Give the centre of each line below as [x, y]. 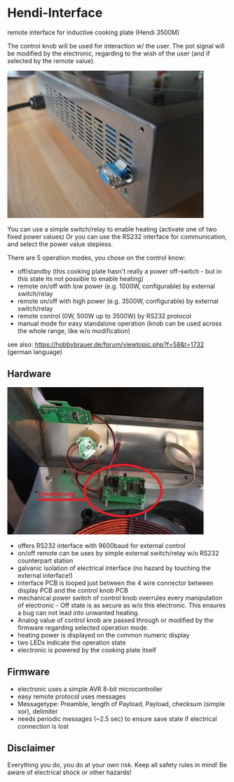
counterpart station [45, 560]
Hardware [29, 374]
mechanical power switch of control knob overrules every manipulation [120, 598]
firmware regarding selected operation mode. [83, 627]
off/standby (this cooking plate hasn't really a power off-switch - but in [119, 271]
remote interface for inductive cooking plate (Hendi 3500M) [94, 32]
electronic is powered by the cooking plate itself [87, 649]
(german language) [35, 351]
